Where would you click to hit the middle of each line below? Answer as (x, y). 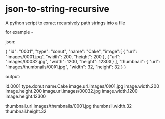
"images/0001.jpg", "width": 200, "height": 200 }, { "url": (63, 56)
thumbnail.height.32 (26, 111)
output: (13, 76)
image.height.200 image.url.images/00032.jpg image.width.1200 (72, 91)
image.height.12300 (26, 96)
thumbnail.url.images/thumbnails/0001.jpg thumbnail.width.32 (69, 106)
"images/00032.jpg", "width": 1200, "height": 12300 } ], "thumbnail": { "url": (83, 61)
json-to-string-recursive (57, 9)
